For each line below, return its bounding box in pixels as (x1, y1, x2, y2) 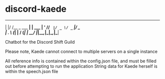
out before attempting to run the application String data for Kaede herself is (5, 63, 158, 69)
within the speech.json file (5, 68, 58, 74)
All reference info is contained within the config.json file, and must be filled (5, 58, 157, 64)
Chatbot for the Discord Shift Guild (5, 39, 75, 45)
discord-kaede (5, 3, 67, 15)
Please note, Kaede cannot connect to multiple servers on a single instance (5, 48, 158, 54)
